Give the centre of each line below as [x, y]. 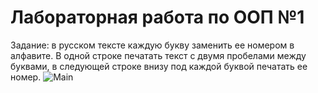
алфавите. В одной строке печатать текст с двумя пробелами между [158, 55]
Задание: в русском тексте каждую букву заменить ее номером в [152, 45]
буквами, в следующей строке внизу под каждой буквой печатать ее [159, 66]
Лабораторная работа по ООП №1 [157, 17]
